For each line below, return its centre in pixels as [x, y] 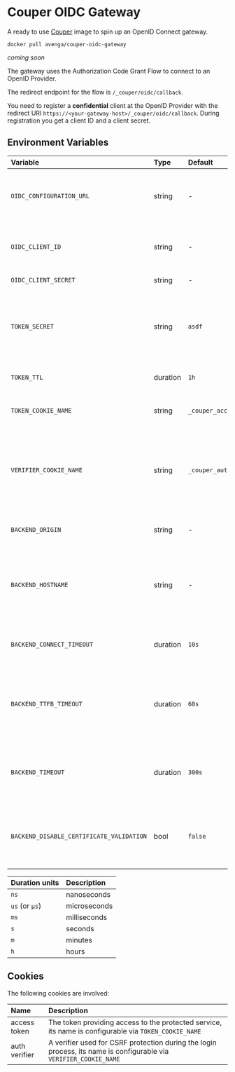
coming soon [26, 57]
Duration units [35, 882]
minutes [79, 940]
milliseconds [87, 917]
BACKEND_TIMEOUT [38, 772]
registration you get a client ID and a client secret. [79, 121]
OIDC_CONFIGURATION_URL [50, 196]
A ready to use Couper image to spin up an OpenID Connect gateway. [108, 32]
